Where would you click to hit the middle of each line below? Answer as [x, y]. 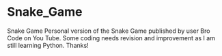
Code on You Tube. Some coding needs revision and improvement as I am [111, 38]
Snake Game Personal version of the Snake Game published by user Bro [109, 31]
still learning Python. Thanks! [48, 45]
